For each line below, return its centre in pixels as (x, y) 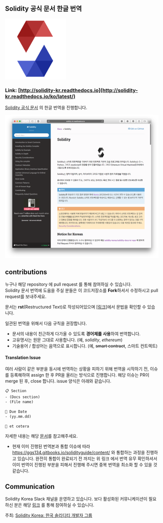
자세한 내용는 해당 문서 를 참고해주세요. (41, 436)
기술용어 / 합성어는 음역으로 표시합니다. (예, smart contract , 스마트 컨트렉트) (85, 346)
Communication (30, 487)
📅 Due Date (16, 412)
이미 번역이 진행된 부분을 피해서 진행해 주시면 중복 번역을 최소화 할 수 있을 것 (85, 465)
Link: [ (13, 90)
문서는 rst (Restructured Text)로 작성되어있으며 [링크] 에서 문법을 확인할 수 (76, 307)
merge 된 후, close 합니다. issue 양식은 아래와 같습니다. (58, 381)
